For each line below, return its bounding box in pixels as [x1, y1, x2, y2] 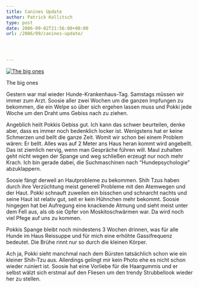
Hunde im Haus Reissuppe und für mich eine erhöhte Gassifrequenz [6, 232, 173, 240]
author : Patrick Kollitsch [6, 14, 73, 20]
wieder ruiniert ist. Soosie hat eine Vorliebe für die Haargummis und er [6, 263, 178, 270]
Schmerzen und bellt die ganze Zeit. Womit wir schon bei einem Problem [6, 134, 184, 141]
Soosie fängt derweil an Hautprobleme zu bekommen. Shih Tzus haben [6, 177, 179, 184]
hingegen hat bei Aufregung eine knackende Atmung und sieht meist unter [6, 202, 188, 209]
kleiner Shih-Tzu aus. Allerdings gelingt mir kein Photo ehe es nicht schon [6, 256, 186, 264]
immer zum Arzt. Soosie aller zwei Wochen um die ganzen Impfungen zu [6, 97, 184, 104]
